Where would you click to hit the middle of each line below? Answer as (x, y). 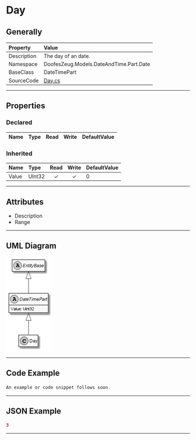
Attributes (25, 202)
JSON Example (34, 411)
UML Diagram (31, 246)
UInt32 (37, 176)
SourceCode (24, 80)
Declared (19, 122)
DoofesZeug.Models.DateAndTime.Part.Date (97, 64)
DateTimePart (60, 72)
